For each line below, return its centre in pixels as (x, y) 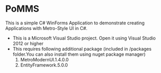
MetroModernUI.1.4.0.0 (44, 59)
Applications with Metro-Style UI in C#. (47, 28)
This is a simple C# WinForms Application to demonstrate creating (75, 23)
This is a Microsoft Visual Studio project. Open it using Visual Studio (84, 38)
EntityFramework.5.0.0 (44, 65)
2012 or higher (28, 43)
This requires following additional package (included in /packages (82, 49)
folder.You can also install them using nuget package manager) (79, 54)
